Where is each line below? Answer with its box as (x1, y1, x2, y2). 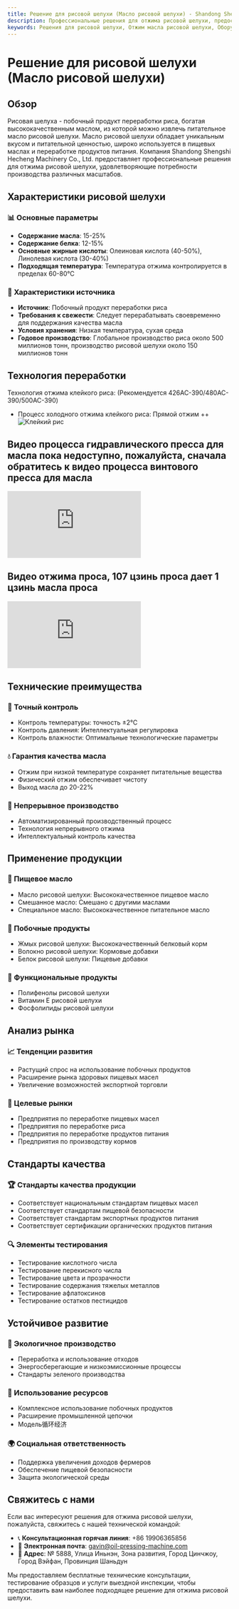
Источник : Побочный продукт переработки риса (17, 303, 168, 312)
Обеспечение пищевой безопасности (17, 1465, 133, 1474)
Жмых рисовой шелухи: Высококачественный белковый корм (17, 939, 208, 948)
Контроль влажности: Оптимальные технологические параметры (17, 733, 218, 742)
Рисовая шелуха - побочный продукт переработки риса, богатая (7, 117, 206, 126)
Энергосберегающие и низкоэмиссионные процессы (17, 1363, 181, 1371)
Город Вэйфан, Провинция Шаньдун (17, 1557, 128, 1565)
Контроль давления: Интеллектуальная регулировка (17, 726, 179, 735)
